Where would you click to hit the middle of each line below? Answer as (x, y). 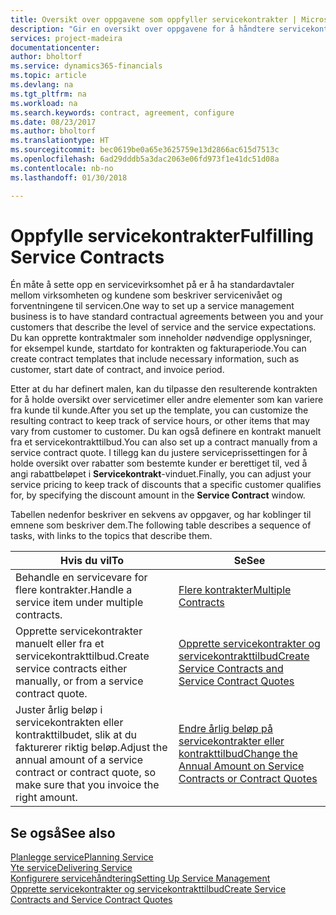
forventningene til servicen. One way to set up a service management (152, 306)
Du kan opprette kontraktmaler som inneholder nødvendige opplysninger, (161, 338)
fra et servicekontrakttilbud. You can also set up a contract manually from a (164, 442)
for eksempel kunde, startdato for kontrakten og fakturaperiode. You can (158, 348)
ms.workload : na (44, 103)
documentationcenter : (55, 47)
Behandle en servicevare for (81, 578)
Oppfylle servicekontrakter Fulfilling (162, 235)
